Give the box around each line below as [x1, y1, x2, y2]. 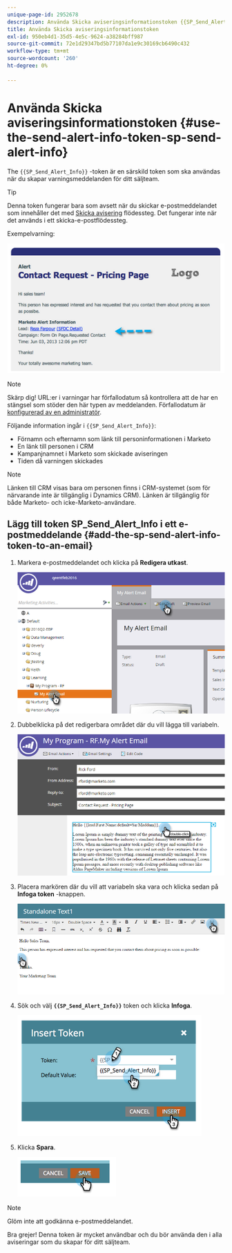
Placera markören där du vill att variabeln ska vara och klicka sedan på [17, 882, 219, 891]
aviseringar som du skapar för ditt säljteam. [7, 1238, 131, 1246]
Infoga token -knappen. [17, 889, 86, 898]
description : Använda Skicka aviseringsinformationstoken [7, 18, 177, 26]
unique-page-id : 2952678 [7, 11, 79, 18]
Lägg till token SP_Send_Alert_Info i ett [7, 519, 177, 530]
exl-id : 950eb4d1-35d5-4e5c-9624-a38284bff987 [7, 33, 144, 40]
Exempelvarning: [7, 229, 55, 238]
